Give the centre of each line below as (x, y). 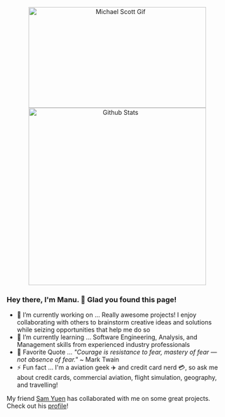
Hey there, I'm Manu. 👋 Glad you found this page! (91, 299)
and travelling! (37, 385)
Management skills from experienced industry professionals (103, 345)
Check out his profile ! (37, 406)
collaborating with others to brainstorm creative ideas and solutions (114, 322)
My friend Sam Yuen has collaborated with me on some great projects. (109, 399)
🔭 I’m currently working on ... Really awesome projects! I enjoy (107, 315)
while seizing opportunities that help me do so (83, 330)
